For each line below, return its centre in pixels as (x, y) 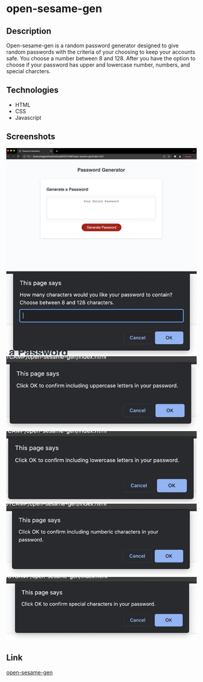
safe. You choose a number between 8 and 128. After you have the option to (101, 58)
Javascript (28, 117)
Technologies (33, 90)
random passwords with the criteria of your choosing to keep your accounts (101, 52)
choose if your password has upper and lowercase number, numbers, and (98, 65)
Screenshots (31, 137)
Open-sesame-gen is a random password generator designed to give (93, 45)
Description (29, 31)
